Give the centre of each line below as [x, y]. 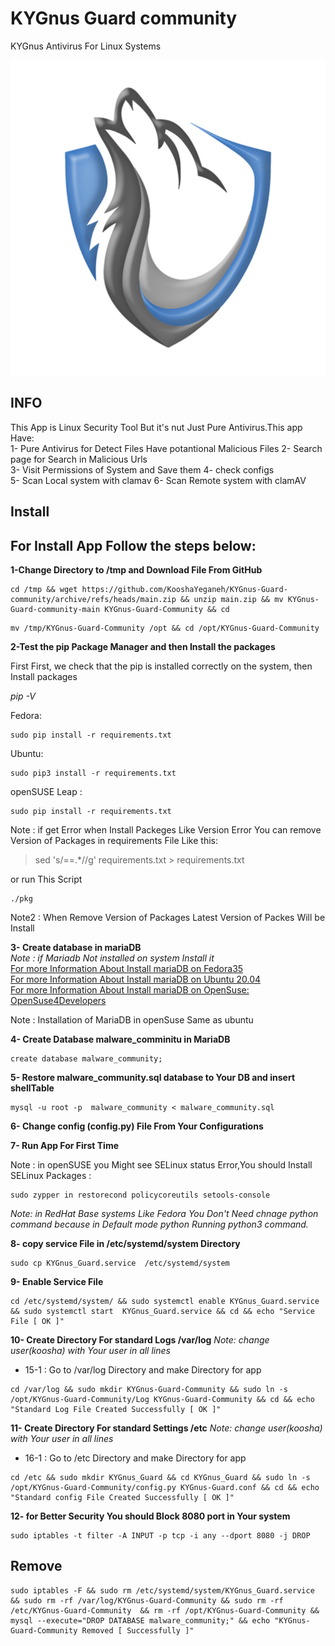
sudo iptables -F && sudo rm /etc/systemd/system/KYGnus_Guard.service [162, 1590]
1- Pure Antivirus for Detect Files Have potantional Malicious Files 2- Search [166, 448]
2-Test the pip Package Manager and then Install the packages [143, 646]
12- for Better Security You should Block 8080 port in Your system [150, 1516]
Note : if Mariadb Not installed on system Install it [112, 958]
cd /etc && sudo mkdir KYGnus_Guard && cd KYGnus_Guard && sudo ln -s [160, 1477]
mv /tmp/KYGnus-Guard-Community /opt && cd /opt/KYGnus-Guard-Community [165, 628]
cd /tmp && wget [44, 589]
